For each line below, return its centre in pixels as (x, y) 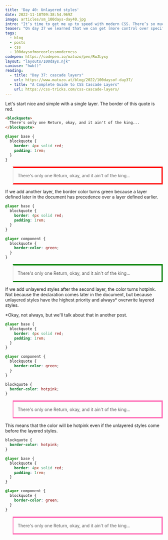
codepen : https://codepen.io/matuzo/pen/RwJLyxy (57, 57)
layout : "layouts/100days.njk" (38, 61)
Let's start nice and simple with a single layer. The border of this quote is (80, 103)
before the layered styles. (31, 431)
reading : (14, 71)
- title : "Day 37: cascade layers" (47, 75)
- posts (18, 43)
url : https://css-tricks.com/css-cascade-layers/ (67, 89)
